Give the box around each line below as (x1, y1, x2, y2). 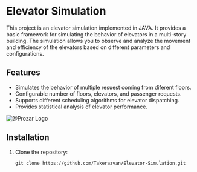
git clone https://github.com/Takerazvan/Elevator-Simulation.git (15, 160, 186, 166)
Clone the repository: (15, 148, 68, 156)
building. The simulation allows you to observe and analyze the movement (6, 37, 191, 44)
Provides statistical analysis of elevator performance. (15, 103, 148, 110)
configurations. (6, 50, 44, 57)
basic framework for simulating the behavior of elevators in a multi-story (6, 30, 187, 38)
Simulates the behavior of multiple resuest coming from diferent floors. (15, 84, 192, 91)
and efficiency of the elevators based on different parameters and (6, 44, 170, 51)
